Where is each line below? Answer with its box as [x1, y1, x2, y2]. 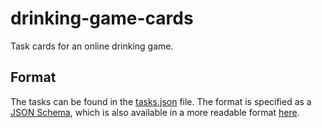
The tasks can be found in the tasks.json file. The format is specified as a [10, 95, 312, 107]
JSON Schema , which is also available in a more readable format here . [10, 106, 300, 118]
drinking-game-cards [10, 7, 194, 30]
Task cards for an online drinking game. [10, 40, 174, 52]
